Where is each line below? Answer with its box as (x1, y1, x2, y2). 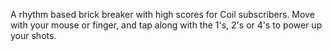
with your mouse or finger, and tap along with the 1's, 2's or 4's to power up (10, 19, 323, 31)
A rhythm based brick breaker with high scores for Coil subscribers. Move (10, 9, 315, 20)
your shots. (10, 30, 57, 41)
